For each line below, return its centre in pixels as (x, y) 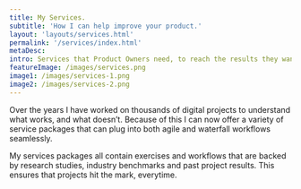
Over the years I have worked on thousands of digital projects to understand (150, 109)
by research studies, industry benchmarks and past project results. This (142, 165)
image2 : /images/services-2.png (69, 84)
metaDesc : (28, 51)
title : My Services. (48, 17)
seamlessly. (31, 138)
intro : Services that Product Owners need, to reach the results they (144, 59)
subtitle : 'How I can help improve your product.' (106, 26)
